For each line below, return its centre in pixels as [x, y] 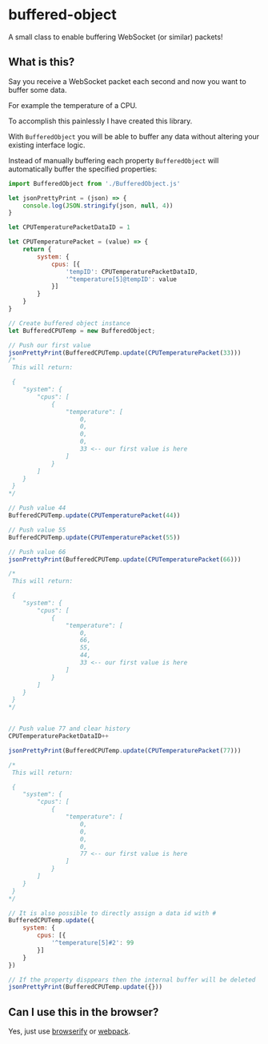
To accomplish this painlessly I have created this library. [100, 121]
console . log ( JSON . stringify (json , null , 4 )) [98, 206]
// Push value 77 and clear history [69, 729]
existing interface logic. [47, 145]
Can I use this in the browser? [84, 1012]
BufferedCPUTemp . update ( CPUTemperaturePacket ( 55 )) [94, 537]
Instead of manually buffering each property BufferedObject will [114, 160]
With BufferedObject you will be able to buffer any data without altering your [134, 136]
